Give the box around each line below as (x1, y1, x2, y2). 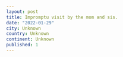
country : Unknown (6, 31, 49, 37)
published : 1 (6, 42, 39, 48)
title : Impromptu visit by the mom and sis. (6, 14, 118, 20)
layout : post (6, 8, 39, 15)
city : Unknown (6, 25, 42, 31)
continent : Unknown (6, 36, 55, 42)
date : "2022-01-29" (6, 20, 55, 26)
